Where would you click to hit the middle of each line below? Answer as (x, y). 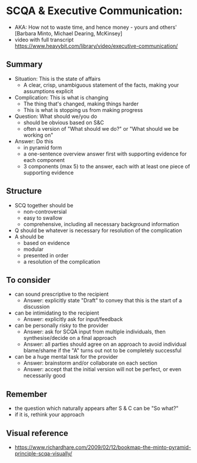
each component (44, 160)
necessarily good (44, 376)
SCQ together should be (44, 205)
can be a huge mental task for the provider (66, 357)
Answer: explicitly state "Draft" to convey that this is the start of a (103, 300)
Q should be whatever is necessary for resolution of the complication (98, 230)
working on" (38, 135)
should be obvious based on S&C (64, 123)
